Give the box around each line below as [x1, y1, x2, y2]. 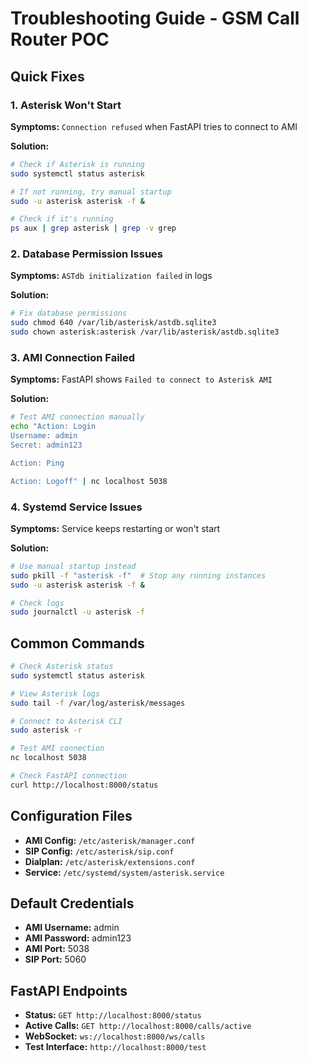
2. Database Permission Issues [10, 247, 163, 261]
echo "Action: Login [10, 422, 97, 432]
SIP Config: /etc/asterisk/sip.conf [24, 845, 175, 857]
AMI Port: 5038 [24, 943, 90, 955]
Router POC [10, 28, 110, 51]
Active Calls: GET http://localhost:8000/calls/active [24, 1020, 252, 1032]
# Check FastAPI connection [10, 771, 128, 781]
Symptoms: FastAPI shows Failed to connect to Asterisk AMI [10, 373, 273, 386]
